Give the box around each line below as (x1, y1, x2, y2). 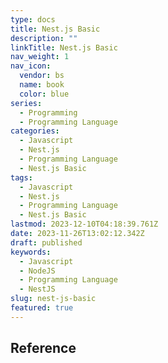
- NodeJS (19, 266, 56, 276)
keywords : (10, 247, 52, 257)
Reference (10, 340, 77, 357)
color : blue (19, 89, 70, 99)
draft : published (10, 237, 83, 248)
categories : (10, 126, 60, 136)
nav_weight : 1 (10, 52, 70, 62)
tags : (10, 172, 33, 183)
